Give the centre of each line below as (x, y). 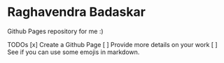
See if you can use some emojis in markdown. (73, 52)
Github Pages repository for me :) (55, 31)
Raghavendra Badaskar (76, 12)
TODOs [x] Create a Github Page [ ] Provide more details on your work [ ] (113, 44)
